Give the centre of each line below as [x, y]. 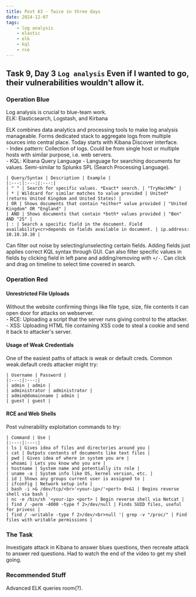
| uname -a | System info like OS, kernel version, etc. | [80, 474]
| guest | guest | [28, 401]
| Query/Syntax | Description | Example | [59, 178]
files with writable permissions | [49, 520]
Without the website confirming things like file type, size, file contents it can [97, 307]
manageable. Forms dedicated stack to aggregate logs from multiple [89, 136]
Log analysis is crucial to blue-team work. [56, 112]
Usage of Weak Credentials [40, 345]
